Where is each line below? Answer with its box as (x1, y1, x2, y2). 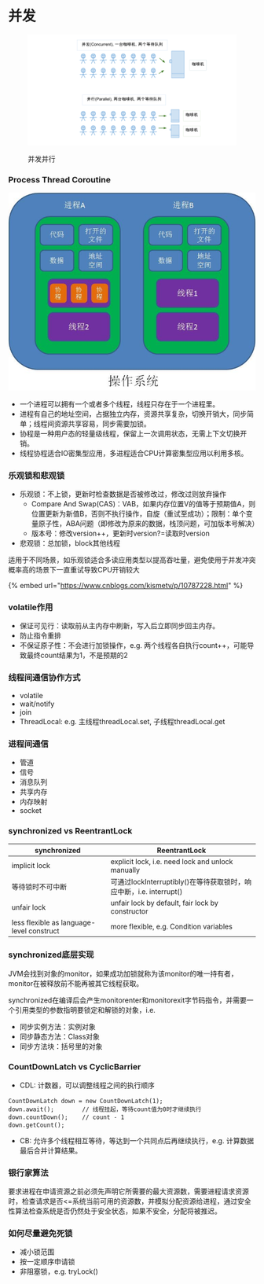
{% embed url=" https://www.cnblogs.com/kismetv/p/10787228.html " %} (8, 581, 244, 590)
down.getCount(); (8, 1121, 65, 1129)
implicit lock (11, 861, 51, 870)
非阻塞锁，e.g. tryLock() (19, 1267, 98, 1276)
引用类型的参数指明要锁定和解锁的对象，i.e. (14, 1005, 156, 1014)
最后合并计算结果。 (19, 1146, 82, 1155)
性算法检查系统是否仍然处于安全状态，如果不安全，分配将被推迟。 (8, 1206, 222, 1216)
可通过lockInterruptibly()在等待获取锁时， (110, 877, 245, 887)
